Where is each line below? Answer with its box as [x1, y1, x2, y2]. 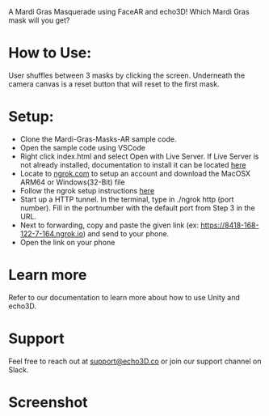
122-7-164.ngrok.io [19, 228, 83, 238]
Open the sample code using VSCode [19, 142, 145, 152]
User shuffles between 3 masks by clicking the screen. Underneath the [8, 70, 246, 80]
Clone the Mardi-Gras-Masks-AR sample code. [19, 134, 177, 144]
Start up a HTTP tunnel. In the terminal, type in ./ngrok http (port [19, 194, 234, 204]
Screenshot [8, 393, 88, 411]
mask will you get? [8, 15, 70, 25]
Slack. [8, 364, 29, 375]
